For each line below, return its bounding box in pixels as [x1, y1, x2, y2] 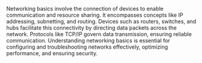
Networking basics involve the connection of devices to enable [6, 5, 164, 12]
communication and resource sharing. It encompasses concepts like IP [6, 11, 184, 19]
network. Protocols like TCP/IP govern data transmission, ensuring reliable [6, 31, 192, 38]
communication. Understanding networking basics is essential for [6, 37, 170, 44]
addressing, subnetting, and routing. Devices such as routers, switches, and [6, 18, 197, 25]
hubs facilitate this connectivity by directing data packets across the [6, 24, 177, 31]
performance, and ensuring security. [6, 50, 98, 56]
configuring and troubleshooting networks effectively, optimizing [6, 43, 169, 50]
